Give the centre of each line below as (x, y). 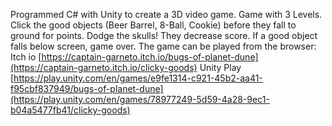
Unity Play (220, 67)
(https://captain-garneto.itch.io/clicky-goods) (104, 67)
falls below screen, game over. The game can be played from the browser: (163, 46)
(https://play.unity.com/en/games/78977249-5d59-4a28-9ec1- (140, 99)
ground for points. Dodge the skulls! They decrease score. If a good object (164, 35)
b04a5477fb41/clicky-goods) (70, 110)
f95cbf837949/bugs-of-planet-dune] (87, 88)
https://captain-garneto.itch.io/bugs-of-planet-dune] (150, 57)
